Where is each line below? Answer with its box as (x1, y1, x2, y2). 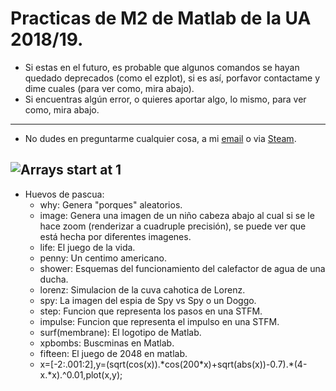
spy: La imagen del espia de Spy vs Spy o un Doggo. (39, 294, 257, 306)
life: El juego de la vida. (39, 241, 136, 253)
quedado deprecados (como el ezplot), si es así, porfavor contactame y (24, 72, 321, 84)
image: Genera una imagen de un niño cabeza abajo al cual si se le (39, 209, 315, 221)
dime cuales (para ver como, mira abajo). (24, 82, 195, 94)
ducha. (39, 273, 69, 285)
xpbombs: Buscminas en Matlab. (39, 337, 175, 349)
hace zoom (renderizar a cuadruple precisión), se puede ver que (39, 220, 307, 232)
